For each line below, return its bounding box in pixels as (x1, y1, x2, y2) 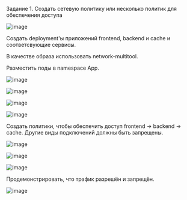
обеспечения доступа (6, 11, 63, 19)
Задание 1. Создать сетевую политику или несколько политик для (6, 5, 177, 12)
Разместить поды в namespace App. (6, 64, 99, 71)
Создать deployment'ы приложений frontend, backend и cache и (6, 35, 171, 41)
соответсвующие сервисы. (6, 41, 76, 48)
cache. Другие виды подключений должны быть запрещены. (6, 129, 164, 136)
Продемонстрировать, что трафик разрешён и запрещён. (6, 175, 155, 183)
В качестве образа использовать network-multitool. (6, 53, 138, 59)
